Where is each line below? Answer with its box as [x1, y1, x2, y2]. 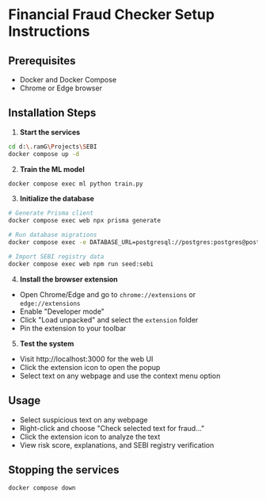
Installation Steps [8, 106, 97, 120]
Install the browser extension [19, 274, 119, 284]
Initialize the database [19, 194, 95, 204]
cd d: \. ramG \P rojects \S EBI [8, 143, 97, 151]
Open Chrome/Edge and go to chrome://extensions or [19, 289, 196, 299]
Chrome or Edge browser [19, 83, 103, 93]
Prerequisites [8, 54, 76, 67]
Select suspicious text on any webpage [19, 414, 148, 425]
